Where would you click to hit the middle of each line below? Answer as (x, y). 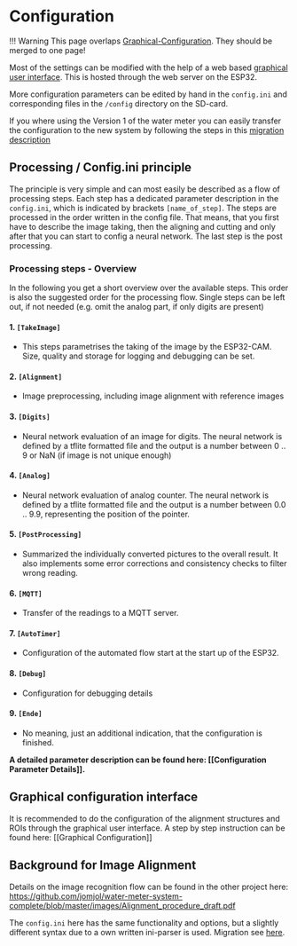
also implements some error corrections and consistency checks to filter (154, 564)
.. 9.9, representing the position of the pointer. (106, 514)
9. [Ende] (26, 713)
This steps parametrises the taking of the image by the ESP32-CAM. (147, 347)
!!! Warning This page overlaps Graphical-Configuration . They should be (141, 41)
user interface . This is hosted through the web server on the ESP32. (133, 76)
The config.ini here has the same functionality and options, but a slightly (144, 922)
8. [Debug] (28, 674)
